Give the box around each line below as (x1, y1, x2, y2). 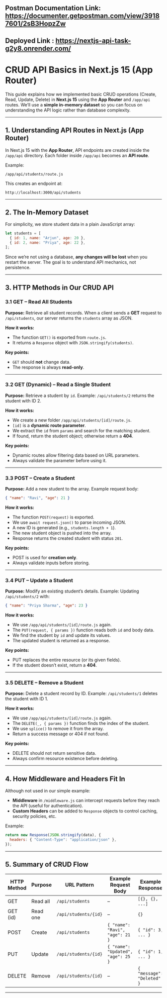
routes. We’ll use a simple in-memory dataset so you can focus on (5, 101, 143, 107)
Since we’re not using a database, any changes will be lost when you (5, 254, 148, 260)
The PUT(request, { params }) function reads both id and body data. (12, 627, 155, 633)
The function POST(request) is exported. (12, 514, 94, 520)
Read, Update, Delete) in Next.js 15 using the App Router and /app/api (5, 97, 151, 102)
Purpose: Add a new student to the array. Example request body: (5, 486, 139, 492)
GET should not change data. (12, 359, 71, 365)
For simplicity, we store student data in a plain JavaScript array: (5, 221, 135, 227)
